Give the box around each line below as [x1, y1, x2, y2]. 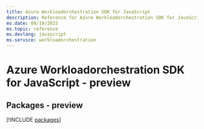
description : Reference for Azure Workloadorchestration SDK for [6, 15, 175, 21]
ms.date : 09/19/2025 [6, 20, 59, 26]
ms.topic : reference [6, 25, 59, 32]
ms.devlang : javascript [6, 31, 67, 38]
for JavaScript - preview [6, 76, 131, 90]
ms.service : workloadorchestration [6, 37, 97, 43]
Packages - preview [6, 100, 83, 110]
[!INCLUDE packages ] [6, 116, 61, 123]
